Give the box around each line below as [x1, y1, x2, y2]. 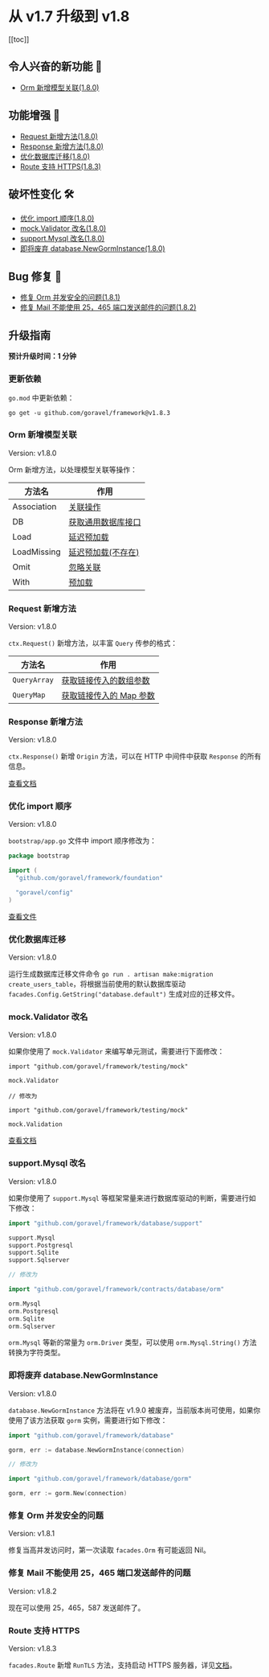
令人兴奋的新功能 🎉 [8, 60, 103, 73]
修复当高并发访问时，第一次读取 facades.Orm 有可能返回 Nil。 [8, 1545, 210, 1555]
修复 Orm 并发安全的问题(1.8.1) [19, 293, 120, 302]
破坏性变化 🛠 [8, 187, 75, 201]
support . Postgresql [8, 1241, 74, 1249]
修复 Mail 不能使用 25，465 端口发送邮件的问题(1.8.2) [19, 302, 197, 312]
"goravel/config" [15, 889, 74, 897]
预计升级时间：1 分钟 [8, 351, 77, 360]
